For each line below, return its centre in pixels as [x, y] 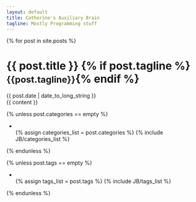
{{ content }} [22, 103]
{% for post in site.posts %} [41, 41]
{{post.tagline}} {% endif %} [73, 79]
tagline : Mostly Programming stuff [52, 23]
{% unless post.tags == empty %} [49, 163]
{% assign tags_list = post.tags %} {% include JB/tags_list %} [93, 181]
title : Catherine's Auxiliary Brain [53, 18]
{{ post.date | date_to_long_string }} [51, 96]
